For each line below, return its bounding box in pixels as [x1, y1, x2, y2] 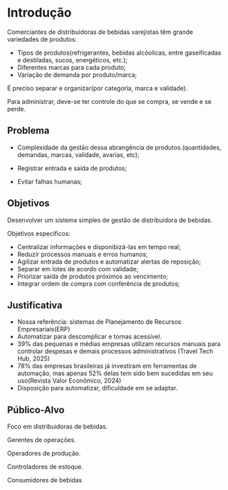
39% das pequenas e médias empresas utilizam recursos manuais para [17, 340, 221, 348]
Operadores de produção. [7, 449, 82, 457]
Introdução [7, 5, 72, 21]
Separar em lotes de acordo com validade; [17, 264, 139, 273]
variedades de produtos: [7, 35, 77, 43]
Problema [7, 125, 50, 136]
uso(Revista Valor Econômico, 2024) [17, 376, 122, 385]
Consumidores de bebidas [7, 476, 82, 484]
